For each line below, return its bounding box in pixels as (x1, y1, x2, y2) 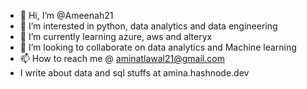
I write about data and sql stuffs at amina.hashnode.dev (19, 67, 250, 79)
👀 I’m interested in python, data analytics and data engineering (19, 20, 278, 32)
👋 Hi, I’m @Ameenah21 (19, 10, 114, 21)
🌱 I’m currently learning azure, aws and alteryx (19, 31, 213, 42)
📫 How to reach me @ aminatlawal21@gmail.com (19, 53, 225, 64)
